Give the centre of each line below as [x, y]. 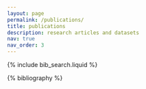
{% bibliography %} [35, 78]
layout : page [26, 13]
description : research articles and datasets [73, 33]
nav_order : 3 [26, 45]
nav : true [21, 39]
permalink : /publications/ [46, 20]
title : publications [37, 26]
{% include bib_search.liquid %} [52, 65]
